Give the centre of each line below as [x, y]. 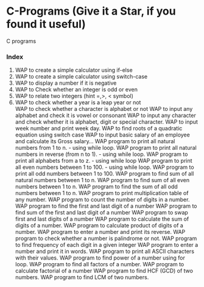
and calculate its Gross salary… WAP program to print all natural [95, 141]
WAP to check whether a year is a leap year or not [78, 102]
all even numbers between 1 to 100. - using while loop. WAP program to [104, 167]
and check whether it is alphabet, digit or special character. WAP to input [106, 122]
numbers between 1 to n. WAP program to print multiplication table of [102, 193]
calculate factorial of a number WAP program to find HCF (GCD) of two [104, 271]
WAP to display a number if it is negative [66, 83]
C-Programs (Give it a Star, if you [91, 11]
